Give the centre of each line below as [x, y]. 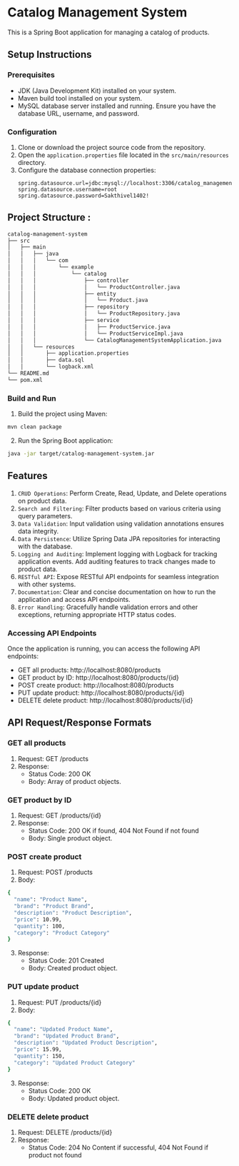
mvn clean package [35, 427]
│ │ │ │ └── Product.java [78, 301]
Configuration [32, 131]
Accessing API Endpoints [52, 633]
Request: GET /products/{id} [60, 815]
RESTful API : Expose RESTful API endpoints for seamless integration [118, 576]
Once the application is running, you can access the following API [104, 649]
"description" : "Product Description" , [73, 913]
